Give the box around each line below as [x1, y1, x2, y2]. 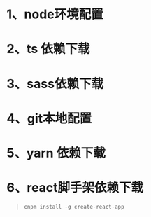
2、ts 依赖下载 [6, 41, 90, 57]
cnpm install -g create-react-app [23, 203, 124, 210]
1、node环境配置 [6, 6, 104, 22]
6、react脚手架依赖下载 [6, 180, 144, 196]
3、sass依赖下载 [6, 76, 104, 92]
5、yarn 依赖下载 [6, 145, 106, 161]
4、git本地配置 [6, 110, 92, 126]
